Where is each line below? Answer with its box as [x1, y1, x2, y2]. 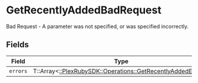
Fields [6, 40, 29, 50]
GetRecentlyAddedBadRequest [6, 4, 162, 17]
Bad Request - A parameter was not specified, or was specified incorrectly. [6, 23, 189, 30]
